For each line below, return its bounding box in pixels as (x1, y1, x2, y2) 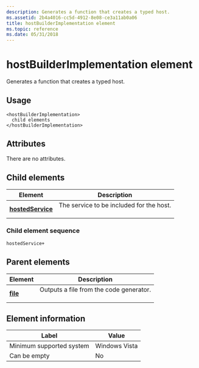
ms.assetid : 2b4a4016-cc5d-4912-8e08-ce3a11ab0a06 (6, 15, 138, 21)
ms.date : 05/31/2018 (6, 32, 59, 38)
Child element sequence (6, 226, 80, 235)
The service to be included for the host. (58, 201, 172, 209)
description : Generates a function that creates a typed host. (6, 9, 170, 15)
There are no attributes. (6, 154, 66, 162)
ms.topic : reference (6, 26, 59, 32)
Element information (6, 314, 86, 324)
